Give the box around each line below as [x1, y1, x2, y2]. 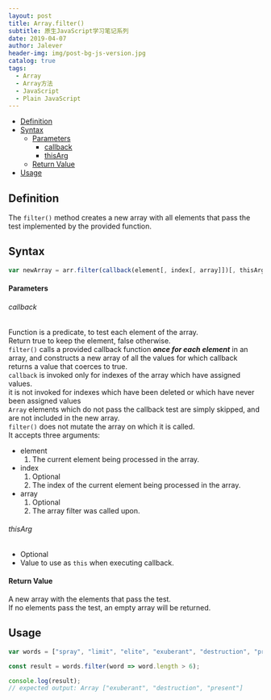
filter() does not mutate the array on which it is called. [8, 421, 195, 431]
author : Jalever [8, 42, 63, 50]
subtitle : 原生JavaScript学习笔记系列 [8, 27, 129, 35]
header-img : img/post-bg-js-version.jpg [8, 49, 147, 57]
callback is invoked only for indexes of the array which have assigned [8, 370, 240, 379]
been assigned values [8, 396, 81, 405]
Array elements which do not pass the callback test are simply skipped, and [8, 404, 260, 414]
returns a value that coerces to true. [8, 361, 127, 371]
